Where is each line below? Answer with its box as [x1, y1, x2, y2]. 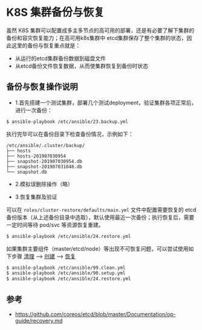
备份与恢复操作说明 [6, 82, 78, 92]
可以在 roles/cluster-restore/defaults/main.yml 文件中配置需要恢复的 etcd [6, 206, 197, 213]
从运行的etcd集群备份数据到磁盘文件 [15, 54, 106, 62]
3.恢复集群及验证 [15, 193, 57, 200]
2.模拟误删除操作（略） [15, 180, 74, 188]
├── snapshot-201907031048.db [6, 163, 83, 170]
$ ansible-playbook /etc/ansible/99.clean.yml [6, 265, 126, 271]
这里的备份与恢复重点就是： [11, 42, 80, 49]
